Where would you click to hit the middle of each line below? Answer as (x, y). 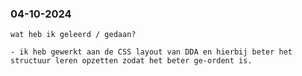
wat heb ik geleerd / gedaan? (73, 35)
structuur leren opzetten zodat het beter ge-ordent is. (131, 61)
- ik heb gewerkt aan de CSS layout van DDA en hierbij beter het (151, 52)
